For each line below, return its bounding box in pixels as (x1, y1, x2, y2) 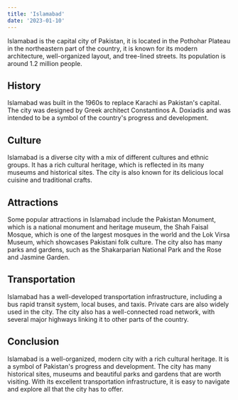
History (7, 80, 41, 92)
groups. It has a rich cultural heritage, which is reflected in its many (7, 161, 205, 169)
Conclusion (7, 335, 60, 348)
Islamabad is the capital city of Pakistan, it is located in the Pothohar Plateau (7, 36, 231, 45)
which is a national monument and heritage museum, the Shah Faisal (7, 222, 209, 231)
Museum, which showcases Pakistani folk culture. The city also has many (7, 237, 222, 246)
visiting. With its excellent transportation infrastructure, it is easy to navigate (7, 377, 230, 386)
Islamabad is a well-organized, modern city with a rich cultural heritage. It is (7, 355, 229, 363)
